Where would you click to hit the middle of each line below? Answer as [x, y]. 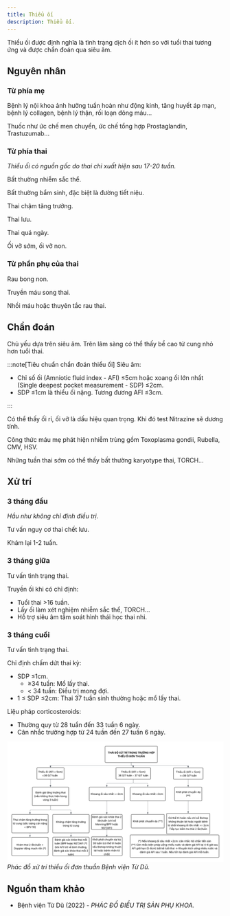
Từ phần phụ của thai [43, 264]
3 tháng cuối [28, 634]
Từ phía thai [27, 151]
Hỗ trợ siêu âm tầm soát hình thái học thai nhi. [82, 617]
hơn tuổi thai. [26, 351]
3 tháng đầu [27, 501]
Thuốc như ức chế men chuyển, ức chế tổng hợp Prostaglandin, [97, 126]
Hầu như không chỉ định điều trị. [53, 516]
